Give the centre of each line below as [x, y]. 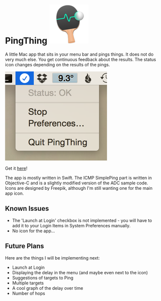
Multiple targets [28, 283]
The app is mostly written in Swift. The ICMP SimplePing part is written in [79, 178]
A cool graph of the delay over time [48, 288]
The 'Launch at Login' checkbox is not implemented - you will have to [82, 220]
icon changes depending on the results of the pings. [58, 64]
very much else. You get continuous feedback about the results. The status [80, 59]
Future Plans [25, 246]
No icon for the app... [33, 231]
